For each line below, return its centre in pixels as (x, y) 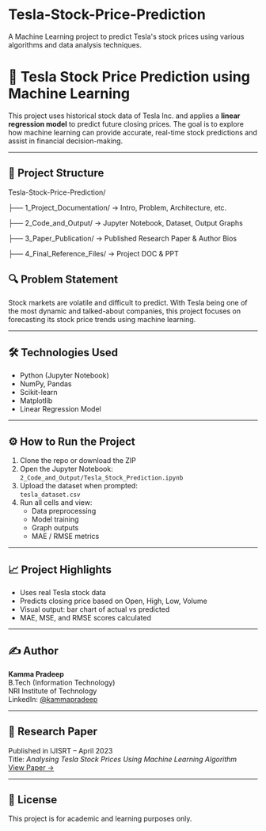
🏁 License (33, 800)
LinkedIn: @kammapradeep (53, 699)
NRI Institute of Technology (53, 691)
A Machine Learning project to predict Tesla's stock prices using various (126, 36)
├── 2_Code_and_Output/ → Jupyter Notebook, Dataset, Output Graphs (125, 222)
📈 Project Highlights (60, 569)
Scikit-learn (38, 393)
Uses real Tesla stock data (63, 592)
